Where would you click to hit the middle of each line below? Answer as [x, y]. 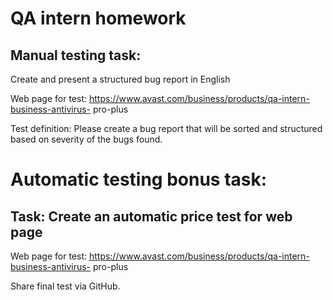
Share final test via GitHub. [65, 286]
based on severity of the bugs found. [86, 139]
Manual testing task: [76, 55]
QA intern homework [98, 18]
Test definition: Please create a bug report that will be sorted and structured [166, 128]
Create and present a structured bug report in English [120, 79]
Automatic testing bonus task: [139, 179]
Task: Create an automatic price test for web [151, 216]
